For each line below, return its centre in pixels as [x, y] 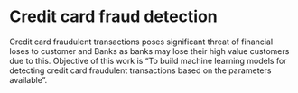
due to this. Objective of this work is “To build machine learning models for [148, 60]
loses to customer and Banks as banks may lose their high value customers [149, 51]
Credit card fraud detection [114, 17]
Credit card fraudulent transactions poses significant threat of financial [141, 42]
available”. [28, 79]
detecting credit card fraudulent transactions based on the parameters [140, 70]
